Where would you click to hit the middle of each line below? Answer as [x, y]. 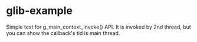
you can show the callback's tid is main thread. [63, 33]
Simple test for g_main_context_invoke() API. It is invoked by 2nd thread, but [99, 27]
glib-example [39, 11]
